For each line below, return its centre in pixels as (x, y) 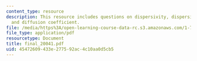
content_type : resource (35, 11)
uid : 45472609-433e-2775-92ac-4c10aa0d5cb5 (60, 49)
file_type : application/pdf (40, 33)
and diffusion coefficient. (46, 22)
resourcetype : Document (35, 38)
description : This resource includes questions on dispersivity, (87, 17)
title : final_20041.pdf (35, 44)
